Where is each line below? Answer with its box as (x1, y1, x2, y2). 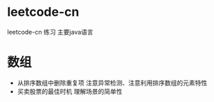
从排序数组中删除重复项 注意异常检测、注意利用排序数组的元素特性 (17, 79, 208, 87)
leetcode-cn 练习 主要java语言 (7, 28, 93, 36)
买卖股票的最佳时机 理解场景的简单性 (17, 87, 123, 95)
